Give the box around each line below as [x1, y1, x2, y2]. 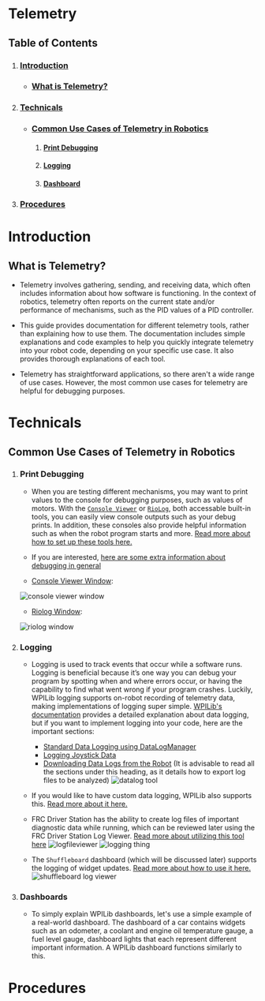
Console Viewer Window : [31, 575, 114, 585]
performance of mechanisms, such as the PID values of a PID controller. [19, 305, 254, 314]
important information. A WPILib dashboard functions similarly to [31, 943, 242, 952]
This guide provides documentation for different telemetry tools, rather [19, 321, 250, 330]
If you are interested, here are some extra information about [31, 552, 226, 561]
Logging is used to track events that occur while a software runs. [31, 660, 243, 669]
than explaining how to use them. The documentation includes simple [19, 328, 246, 338]
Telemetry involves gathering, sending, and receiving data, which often [19, 279, 251, 289]
